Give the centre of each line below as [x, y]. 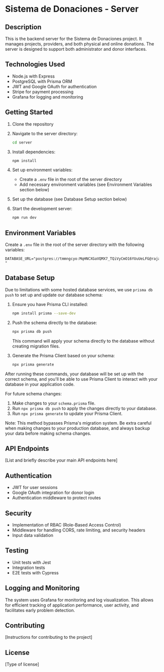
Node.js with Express [33, 76]
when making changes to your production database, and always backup [78, 428]
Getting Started [29, 112]
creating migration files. [36, 346]
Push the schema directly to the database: [55, 323]
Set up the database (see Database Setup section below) [69, 199]
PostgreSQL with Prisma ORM [42, 81]
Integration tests [29, 568]
